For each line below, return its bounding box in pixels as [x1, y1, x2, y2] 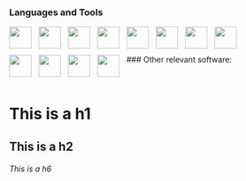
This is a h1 [9, 104, 91, 124]
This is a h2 [9, 139, 73, 154]
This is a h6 [9, 163, 52, 174]
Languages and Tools [9, 6, 104, 19]
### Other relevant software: [127, 55, 233, 65]
